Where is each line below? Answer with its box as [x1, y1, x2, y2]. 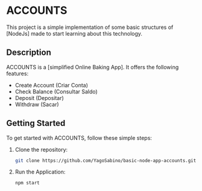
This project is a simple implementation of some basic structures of [6, 23, 174, 31]
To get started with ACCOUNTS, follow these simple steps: [6, 134, 153, 142]
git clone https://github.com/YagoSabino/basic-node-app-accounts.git [14, 157, 197, 163]
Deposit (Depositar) [14, 94, 65, 101]
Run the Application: [14, 168, 66, 175]
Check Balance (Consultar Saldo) [14, 88, 98, 95]
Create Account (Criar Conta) [14, 81, 89, 89]
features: [6, 70, 29, 77]
